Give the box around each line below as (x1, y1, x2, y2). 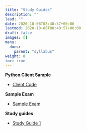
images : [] (5, 35, 28, 40)
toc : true (5, 58, 26, 63)
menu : (5, 40, 16, 45)
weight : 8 (5, 53, 26, 59)
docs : (9, 44, 21, 49)
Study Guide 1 (12, 120, 41, 126)
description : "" (5, 12, 39, 17)
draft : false (5, 30, 32, 35)
